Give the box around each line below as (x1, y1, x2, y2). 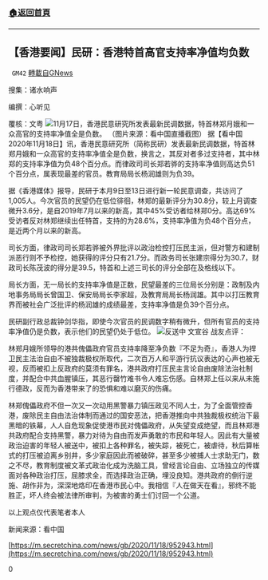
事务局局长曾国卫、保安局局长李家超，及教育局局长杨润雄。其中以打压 (14, 290, 246, 300)
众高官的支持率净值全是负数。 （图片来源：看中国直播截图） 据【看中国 (8, 129, 243, 139)
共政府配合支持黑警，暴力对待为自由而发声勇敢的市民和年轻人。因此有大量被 (8, 431, 260, 440)
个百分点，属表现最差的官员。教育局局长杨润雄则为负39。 (8, 169, 199, 179)
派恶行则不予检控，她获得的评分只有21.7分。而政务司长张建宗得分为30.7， (8, 253, 253, 263)
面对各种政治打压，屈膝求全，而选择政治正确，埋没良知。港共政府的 (8, 471, 232, 480)
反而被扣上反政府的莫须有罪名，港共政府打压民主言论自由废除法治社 (22, 363, 246, 373)
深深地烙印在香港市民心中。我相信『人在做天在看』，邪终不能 (57, 481, 257, 491)
